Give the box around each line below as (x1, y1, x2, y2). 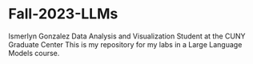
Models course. (8, 48, 60, 58)
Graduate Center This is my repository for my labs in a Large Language (8, 39, 243, 49)
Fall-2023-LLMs (8, 5, 118, 23)
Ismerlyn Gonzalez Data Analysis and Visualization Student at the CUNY (8, 31, 246, 41)
